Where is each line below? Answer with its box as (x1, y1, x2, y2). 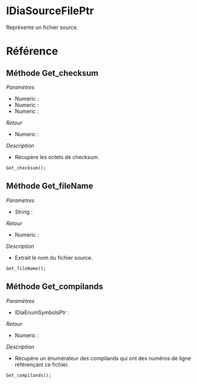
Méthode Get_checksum (6, 68, 99, 78)
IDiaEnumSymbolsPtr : (14, 309, 69, 316)
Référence (6, 44, 58, 58)
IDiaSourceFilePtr (6, 4, 94, 18)
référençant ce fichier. (14, 361, 69, 368)
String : (14, 208, 33, 215)
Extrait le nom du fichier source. (14, 254, 93, 261)
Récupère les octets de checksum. (14, 153, 99, 160)
